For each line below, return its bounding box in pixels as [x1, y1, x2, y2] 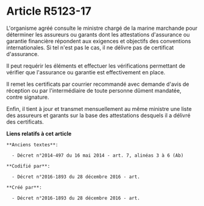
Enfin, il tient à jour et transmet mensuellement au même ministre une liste [6, 105, 192, 112]
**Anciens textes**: [6, 141, 59, 147]
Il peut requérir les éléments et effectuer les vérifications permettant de [6, 62, 186, 69]
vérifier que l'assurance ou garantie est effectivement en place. [6, 68, 166, 76]
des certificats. [6, 118, 44, 126]
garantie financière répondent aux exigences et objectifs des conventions [6, 37, 191, 44]
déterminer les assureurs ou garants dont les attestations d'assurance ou [6, 30, 190, 38]
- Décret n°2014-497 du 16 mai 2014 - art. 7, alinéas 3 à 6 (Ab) [12, 152, 184, 158]
